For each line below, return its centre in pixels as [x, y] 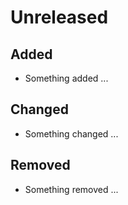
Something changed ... [71, 133]
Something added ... [66, 78]
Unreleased [59, 17]
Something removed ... [71, 189]
